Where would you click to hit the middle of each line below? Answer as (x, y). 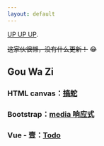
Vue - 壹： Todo (34, 135)
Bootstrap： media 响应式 (51, 114)
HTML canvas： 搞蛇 (42, 93)
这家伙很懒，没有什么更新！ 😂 (52, 49)
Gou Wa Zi (31, 72)
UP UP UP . (23, 34)
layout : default (31, 14)
